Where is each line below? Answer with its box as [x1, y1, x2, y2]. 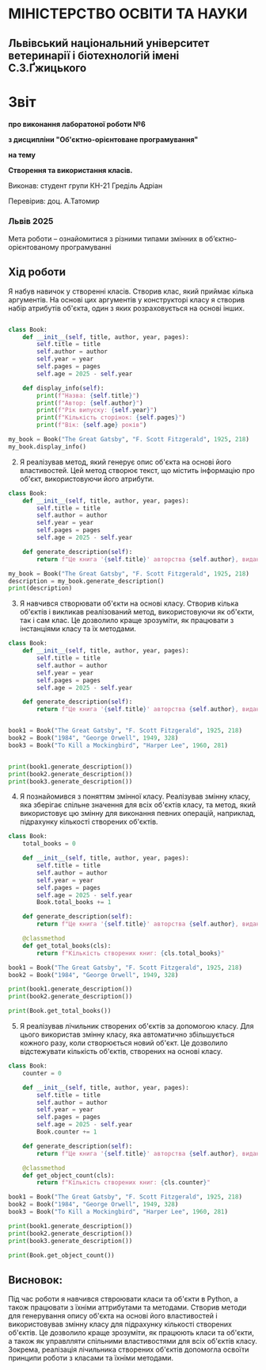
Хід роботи [8, 265, 66, 279]
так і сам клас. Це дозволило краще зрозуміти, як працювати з [19, 616, 234, 625]
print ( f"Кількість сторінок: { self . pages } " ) [36, 414, 186, 421]
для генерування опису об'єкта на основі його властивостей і [8, 1311, 218, 1321]
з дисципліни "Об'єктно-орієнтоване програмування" [8, 134, 199, 144]
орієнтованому [8, 242, 59, 252]
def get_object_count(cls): [22, 1172, 115, 1180]
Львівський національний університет [8, 37, 210, 50]
